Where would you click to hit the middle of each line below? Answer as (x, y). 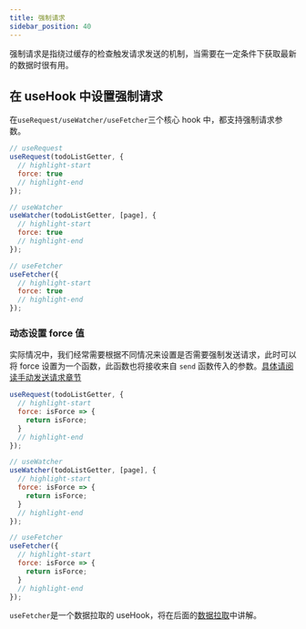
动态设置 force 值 (47, 333)
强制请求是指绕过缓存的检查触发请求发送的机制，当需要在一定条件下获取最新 (153, 53)
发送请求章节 (57, 378)
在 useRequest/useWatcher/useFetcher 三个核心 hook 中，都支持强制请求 (142, 120)
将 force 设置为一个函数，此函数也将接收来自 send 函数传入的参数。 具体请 (148, 366)
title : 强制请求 (37, 18)
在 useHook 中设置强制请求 (86, 96)
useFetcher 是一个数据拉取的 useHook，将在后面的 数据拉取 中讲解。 (136, 615)
